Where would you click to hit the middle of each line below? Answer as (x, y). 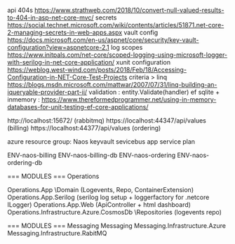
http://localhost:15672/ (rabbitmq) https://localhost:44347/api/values (107, 121)
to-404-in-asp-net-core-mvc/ (51, 18)
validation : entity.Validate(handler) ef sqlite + (154, 92)
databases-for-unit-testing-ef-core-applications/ (78, 107)
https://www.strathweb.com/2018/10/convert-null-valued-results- (129, 10)
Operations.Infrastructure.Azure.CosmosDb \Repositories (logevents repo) (115, 212)
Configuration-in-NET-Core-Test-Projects (67, 77)
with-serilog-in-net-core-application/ (61, 62)
